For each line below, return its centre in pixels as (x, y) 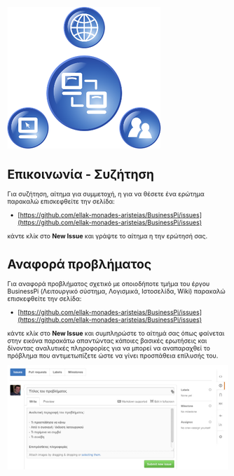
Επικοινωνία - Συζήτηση (81, 175)
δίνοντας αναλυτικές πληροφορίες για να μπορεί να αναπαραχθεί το (109, 348)
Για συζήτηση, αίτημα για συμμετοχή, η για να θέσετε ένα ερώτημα (106, 193)
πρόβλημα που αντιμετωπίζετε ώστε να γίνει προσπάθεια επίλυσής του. (113, 355)
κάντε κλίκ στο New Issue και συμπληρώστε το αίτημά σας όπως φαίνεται (116, 333)
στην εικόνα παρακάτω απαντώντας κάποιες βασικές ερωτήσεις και (107, 341)
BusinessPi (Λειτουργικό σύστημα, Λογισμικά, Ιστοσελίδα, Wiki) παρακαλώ (116, 291)
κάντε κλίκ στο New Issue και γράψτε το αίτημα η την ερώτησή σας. (108, 236)
